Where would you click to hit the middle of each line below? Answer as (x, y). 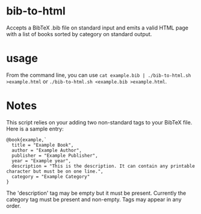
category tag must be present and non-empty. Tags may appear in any (94, 199)
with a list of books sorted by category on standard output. (79, 34)
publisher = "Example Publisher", (55, 155)
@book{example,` (26, 139)
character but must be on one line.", (55, 171)
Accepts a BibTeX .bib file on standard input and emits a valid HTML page (97, 28)
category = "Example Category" (51, 176)
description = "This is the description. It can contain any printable (104, 166)
